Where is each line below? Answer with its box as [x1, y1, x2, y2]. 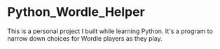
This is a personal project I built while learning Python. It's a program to [7, 27, 214, 35]
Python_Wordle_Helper [7, 4, 145, 20]
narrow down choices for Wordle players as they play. [7, 34, 163, 42]
